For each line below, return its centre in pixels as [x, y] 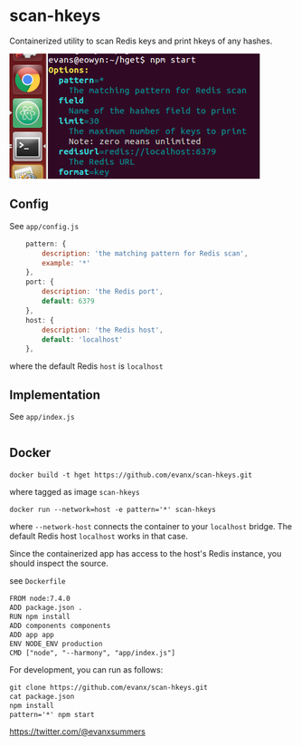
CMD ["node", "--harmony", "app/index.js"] [93, 653]
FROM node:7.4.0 [40, 598]
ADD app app [32, 635]
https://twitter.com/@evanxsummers [78, 731]
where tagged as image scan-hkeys [75, 491]
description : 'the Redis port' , [103, 292]
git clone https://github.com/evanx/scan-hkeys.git [108, 687]
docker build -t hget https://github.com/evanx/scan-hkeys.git [131, 475]
